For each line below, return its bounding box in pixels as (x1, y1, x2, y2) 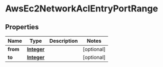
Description (49, 38, 78, 44)
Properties (5, 23, 39, 31)
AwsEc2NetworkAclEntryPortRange (5, 3, 158, 14)
